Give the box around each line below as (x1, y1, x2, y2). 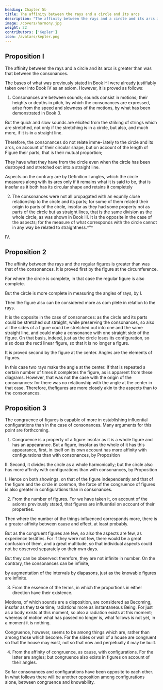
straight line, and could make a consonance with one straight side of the (5, 330, 149, 336)
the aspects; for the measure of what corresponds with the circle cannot (12, 219, 157, 225)
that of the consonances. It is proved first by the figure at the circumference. (5, 266, 158, 272)
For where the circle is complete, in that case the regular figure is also (5, 276, 145, 281)
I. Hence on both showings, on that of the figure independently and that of (5, 476, 154, 482)
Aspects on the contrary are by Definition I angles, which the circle (5, 173, 138, 179)
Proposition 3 (5, 404, 47, 412)
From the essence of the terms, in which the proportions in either (12, 585, 142, 591)
